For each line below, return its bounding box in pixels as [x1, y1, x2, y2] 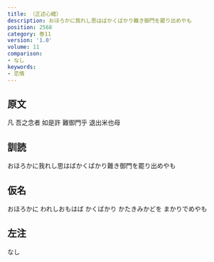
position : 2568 [7, 23, 53, 31]
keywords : [7, 63, 37, 70]
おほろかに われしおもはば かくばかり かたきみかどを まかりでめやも [7, 204, 208, 213]
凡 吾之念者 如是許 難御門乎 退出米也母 [7, 118, 121, 127]
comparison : [7, 51, 43, 58]
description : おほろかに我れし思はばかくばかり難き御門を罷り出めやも [7, 17, 192, 24]
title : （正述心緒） [7, 10, 62, 18]
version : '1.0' [7, 37, 53, 44]
